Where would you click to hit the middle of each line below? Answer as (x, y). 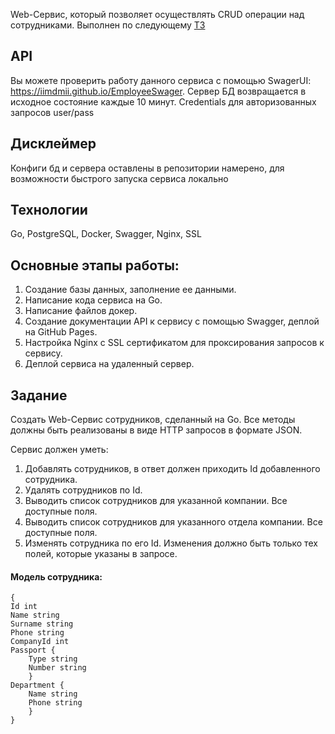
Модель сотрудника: (56, 576)
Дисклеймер (53, 144)
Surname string (42, 624)
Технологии (49, 210)
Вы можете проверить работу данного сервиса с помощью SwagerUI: (161, 80)
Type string (53, 659)
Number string (57, 668)
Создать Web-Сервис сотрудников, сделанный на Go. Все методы (153, 420)
